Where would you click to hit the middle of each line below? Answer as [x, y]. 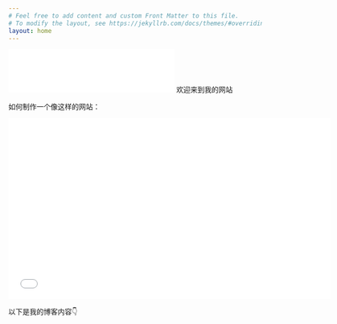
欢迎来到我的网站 [204, 90]
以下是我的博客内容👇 [43, 312]
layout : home [30, 31]
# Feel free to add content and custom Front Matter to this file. [124, 16]
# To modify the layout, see [57, 23]
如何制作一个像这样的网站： [54, 107]
